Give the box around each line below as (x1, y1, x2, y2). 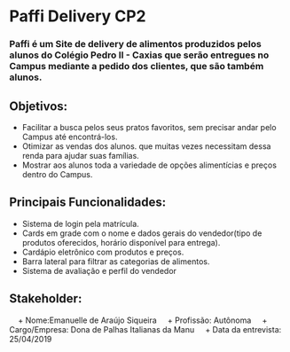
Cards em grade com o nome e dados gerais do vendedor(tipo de (21, 228, 263, 239)
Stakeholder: (9, 291, 82, 307)
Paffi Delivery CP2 (9, 6, 146, 27)
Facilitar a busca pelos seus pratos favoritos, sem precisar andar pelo (21, 121, 277, 132)
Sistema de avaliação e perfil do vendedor (21, 265, 177, 276)
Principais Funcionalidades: (9, 195, 167, 210)
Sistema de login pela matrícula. (21, 218, 139, 229)
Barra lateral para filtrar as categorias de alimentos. (21, 255, 210, 267)
